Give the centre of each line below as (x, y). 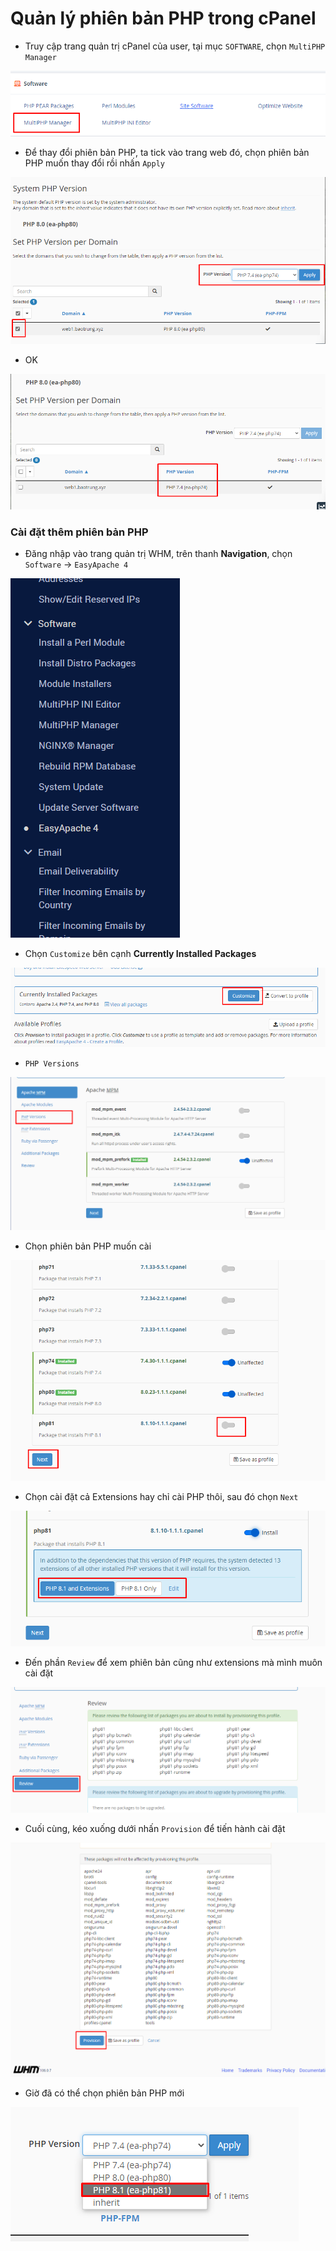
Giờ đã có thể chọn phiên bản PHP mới (104, 2093)
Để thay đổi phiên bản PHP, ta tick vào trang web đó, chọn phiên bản (167, 152)
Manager (40, 57)
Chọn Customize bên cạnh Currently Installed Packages (140, 954)
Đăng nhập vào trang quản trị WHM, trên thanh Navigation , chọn (158, 554)
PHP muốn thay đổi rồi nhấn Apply (94, 163)
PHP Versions (52, 1063)
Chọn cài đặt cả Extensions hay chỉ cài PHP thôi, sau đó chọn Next (161, 1496)
